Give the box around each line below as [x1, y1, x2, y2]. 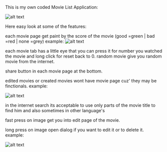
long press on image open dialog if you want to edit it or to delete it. [5, 127, 144, 133]
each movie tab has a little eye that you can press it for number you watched [5, 48, 163, 54]
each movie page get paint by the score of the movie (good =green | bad [5, 33, 155, 39]
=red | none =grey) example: [5, 38, 64, 44]
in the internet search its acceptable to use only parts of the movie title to [5, 102, 156, 108]
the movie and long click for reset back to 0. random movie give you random [5, 53, 162, 59]
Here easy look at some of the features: [5, 23, 87, 29]
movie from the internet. [5, 59, 55, 64]
